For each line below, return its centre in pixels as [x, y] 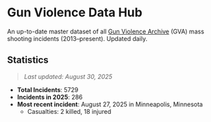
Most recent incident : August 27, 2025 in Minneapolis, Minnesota [110, 104]
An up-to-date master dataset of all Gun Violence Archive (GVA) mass [105, 31]
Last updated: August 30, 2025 [68, 76]
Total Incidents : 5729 [48, 89]
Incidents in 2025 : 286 [50, 97]
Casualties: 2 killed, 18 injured [69, 111]
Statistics [28, 60]
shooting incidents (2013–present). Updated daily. [77, 38]
